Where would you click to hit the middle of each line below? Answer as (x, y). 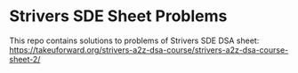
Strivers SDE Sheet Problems (118, 16)
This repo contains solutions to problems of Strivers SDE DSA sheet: (134, 40)
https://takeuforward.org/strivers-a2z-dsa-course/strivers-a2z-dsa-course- (149, 49)
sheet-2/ (25, 59)
